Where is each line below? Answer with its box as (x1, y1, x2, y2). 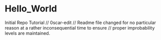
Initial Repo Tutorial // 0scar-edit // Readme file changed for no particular (5, 19, 156, 25)
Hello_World (5, 3, 58, 14)
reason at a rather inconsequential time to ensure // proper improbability (5, 24, 155, 30)
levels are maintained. (5, 30, 50, 36)
